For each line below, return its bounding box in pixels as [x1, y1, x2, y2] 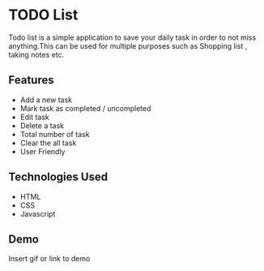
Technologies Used [8, 170, 108, 184]
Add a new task [19, 95, 73, 105]
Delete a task [19, 120, 65, 131]
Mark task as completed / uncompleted [19, 103, 151, 113]
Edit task [19, 112, 50, 122]
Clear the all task [19, 138, 77, 148]
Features [8, 73, 54, 87]
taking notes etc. [8, 49, 65, 59]
